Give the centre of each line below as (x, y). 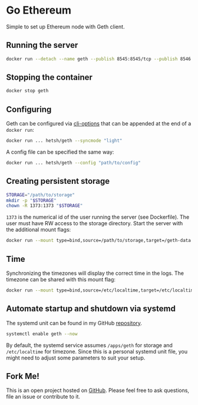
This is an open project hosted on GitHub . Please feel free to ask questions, (98, 390)
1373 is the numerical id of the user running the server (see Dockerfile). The (98, 217)
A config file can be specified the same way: (60, 152)
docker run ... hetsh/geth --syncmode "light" (64, 141)
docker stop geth (27, 91)
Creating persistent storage (58, 181)
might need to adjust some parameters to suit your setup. (76, 358)
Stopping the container (49, 77)
